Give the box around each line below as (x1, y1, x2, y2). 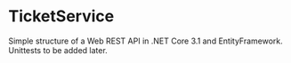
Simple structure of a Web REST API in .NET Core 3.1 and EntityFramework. (8, 35, 284, 46)
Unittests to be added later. (8, 44, 108, 55)
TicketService (8, 6, 115, 27)
